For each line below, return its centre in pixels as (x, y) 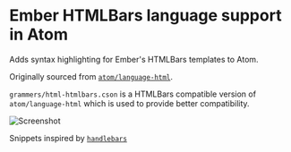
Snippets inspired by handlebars (68, 138)
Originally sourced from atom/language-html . (91, 76)
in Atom (39, 34)
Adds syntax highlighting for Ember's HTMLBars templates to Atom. (134, 59)
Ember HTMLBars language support (145, 16)
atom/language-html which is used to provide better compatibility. (129, 103)
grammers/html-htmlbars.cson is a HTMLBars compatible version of (133, 94)
